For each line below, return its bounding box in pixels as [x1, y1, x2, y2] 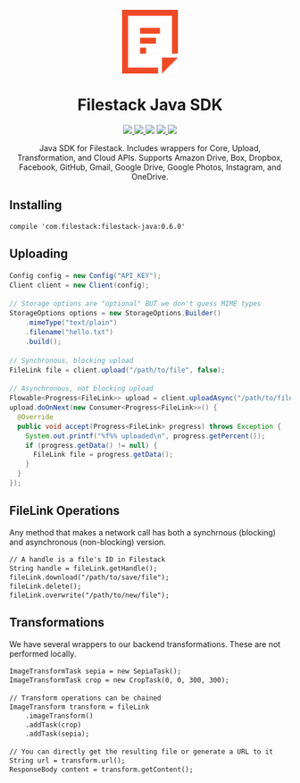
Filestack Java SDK [77, 95, 223, 115]
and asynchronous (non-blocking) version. [9, 536, 167, 547]
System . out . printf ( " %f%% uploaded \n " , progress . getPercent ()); [25, 431, 266, 441]
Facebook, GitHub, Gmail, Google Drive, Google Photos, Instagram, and [19, 162, 281, 173]
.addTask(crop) [25, 720, 82, 729]
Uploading [9, 247, 69, 262]
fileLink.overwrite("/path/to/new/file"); [9, 591, 170, 600]
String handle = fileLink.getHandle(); [9, 564, 158, 573]
